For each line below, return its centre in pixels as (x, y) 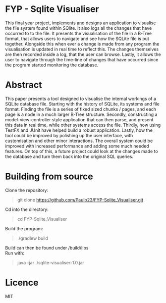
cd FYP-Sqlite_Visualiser (42, 219)
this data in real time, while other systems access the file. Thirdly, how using (83, 125)
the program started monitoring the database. (52, 65)
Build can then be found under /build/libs (47, 248)
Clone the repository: (27, 190)
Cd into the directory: (27, 209)
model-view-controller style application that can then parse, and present (79, 119)
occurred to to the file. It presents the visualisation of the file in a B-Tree (79, 33)
